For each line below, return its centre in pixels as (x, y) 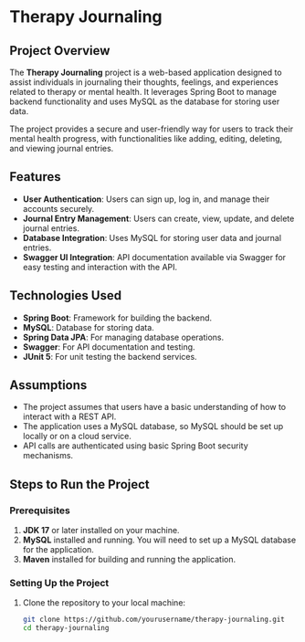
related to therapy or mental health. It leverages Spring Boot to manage (143, 92)
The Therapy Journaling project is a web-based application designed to (146, 72)
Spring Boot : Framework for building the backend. (117, 318)
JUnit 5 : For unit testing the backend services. (110, 356)
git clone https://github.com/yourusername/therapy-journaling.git (153, 620)
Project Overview (60, 51)
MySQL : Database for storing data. (89, 327)
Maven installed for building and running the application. (129, 560)
